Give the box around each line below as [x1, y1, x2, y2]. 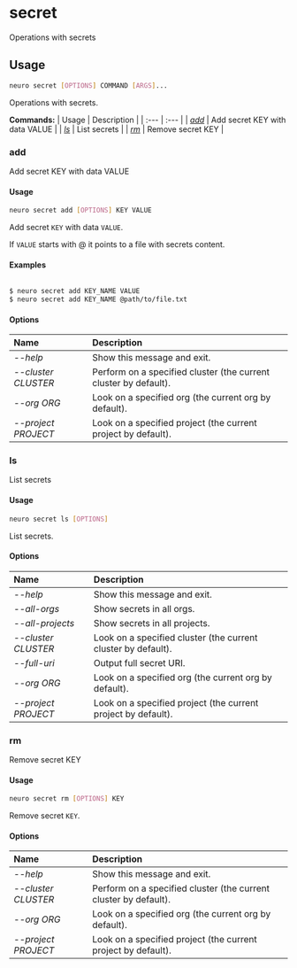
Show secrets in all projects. [93, 616, 210, 629]
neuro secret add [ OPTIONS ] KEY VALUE [9, 206, 152, 215]
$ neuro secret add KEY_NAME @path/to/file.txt [9, 295, 188, 304]
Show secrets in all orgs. [93, 602, 195, 615]
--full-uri [13, 656, 55, 669]
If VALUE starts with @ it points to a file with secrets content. [9, 239, 225, 250]
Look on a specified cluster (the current [93, 631, 258, 644]
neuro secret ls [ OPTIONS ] [9, 515, 109, 523]
